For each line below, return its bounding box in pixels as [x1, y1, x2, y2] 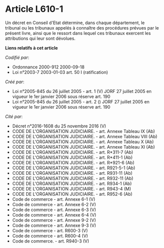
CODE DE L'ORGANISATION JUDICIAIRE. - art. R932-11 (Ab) [12, 175, 134, 181]
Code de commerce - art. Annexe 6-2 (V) [12, 201, 96, 207]
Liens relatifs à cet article [5, 45, 58, 51]
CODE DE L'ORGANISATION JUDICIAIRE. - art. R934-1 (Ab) [12, 181, 132, 186]
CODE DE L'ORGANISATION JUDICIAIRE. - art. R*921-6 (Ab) [12, 159, 134, 165]
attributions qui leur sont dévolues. [5, 35, 76, 41]
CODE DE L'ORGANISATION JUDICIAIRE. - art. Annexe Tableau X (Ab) [12, 139, 154, 145]
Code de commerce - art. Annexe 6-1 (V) [12, 196, 96, 202]
